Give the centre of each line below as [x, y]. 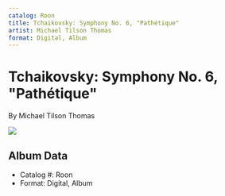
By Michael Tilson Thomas [52, 116]
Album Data [38, 156]
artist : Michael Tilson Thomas [60, 30]
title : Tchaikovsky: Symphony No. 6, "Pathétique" [94, 23]
